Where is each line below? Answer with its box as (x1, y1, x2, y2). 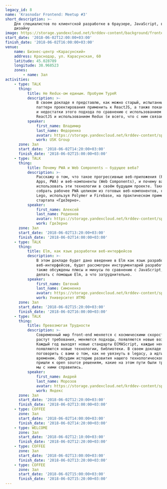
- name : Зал (23, 72, 48, 77)
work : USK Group (36, 137, 70, 142)
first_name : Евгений (36, 281, 79, 286)
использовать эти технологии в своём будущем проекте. (36, 184, 153, 189)
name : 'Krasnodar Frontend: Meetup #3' (5, 12, 88, 17)
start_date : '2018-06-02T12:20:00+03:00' (18, 398, 106, 403)
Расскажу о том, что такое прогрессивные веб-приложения (36, 174, 157, 180)
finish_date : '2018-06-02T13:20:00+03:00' (18, 458, 108, 463)
